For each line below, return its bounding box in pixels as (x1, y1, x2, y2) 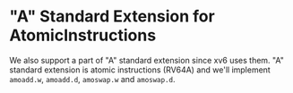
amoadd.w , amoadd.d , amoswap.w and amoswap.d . (9, 73, 177, 84)
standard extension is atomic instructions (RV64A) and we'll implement (9, 64, 271, 75)
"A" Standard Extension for (9, 6, 215, 27)
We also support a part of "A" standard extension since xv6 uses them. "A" (9, 55, 285, 65)
